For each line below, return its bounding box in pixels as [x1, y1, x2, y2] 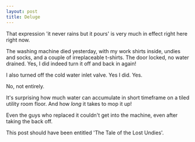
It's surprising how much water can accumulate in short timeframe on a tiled [6, 94, 190, 101]
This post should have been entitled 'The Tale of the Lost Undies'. [6, 129, 164, 136]
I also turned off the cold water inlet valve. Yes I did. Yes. [6, 71, 143, 78]
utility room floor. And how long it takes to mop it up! [6, 100, 133, 107]
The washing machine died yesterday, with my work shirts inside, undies [6, 47, 181, 54]
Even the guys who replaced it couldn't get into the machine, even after [6, 112, 178, 119]
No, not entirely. [6, 82, 45, 89]
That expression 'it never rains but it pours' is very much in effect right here [6, 30, 188, 37]
